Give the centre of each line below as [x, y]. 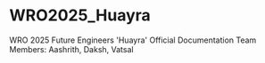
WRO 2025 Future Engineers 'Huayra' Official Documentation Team [133, 40]
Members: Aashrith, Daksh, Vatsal [71, 49]
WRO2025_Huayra [80, 16]
